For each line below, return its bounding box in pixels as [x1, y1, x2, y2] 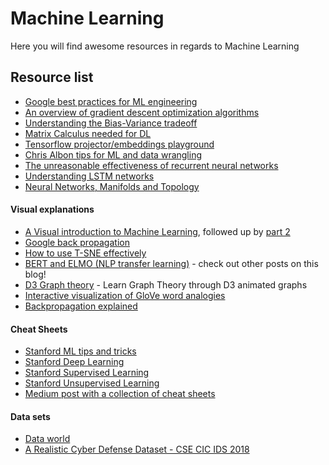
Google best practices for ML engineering [24, 95, 198, 107]
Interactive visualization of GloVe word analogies [24, 289, 226, 301]
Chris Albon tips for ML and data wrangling [24, 148, 203, 161]
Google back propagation [24, 236, 130, 248]
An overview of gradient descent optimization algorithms [24, 106, 260, 118]
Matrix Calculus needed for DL [24, 127, 152, 139]
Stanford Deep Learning [24, 356, 125, 368]
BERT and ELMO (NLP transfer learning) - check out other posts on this [24, 257, 319, 269]
